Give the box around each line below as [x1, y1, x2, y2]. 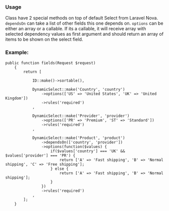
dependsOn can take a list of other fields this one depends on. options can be [5, 20, 163, 26]
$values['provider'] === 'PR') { [5, 153, 76, 158]
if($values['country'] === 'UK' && [50, 149, 125, 154]
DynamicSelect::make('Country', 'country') [32, 87, 125, 92]
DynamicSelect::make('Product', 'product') [32, 135, 125, 140]
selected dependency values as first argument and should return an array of [5, 31, 164, 37]
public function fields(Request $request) [5, 60, 96, 65]
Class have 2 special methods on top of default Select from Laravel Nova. [5, 15, 158, 21]
